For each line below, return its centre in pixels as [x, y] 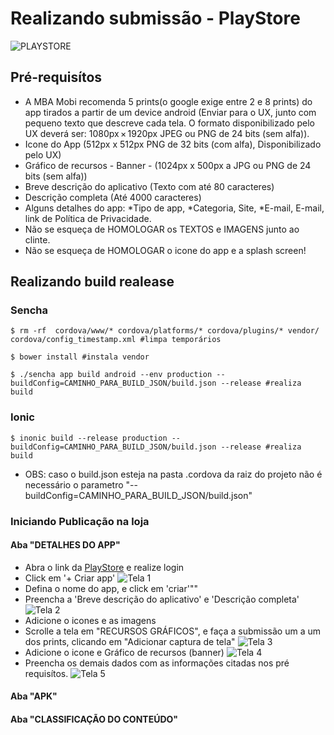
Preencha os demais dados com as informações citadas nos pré [157, 663]
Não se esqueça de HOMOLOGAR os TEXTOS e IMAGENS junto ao [162, 229]
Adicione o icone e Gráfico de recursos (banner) [124, 652]
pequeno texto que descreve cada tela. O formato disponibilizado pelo [169, 123]
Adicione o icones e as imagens [90, 620]
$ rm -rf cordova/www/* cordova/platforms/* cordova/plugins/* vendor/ [165, 331]
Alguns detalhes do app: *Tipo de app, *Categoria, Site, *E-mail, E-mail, [174, 208]
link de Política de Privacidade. [88, 218]
